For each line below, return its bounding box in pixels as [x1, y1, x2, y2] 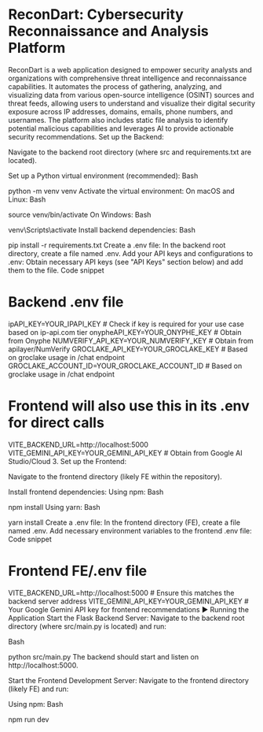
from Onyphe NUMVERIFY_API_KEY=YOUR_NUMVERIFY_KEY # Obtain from [8, 336, 254, 345]
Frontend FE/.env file [8, 562, 148, 580]
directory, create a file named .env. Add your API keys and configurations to [8, 248, 254, 258]
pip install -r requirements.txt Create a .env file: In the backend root [8, 240, 226, 250]
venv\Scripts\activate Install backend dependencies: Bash [8, 225, 196, 234]
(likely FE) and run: [8, 684, 69, 693]
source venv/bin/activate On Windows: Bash [8, 210, 152, 219]
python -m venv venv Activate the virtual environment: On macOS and [8, 186, 236, 195]
